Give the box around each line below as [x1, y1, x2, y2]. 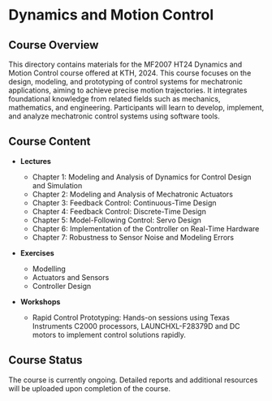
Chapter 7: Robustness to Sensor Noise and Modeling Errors [32, 232, 234, 242]
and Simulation [32, 180, 83, 190]
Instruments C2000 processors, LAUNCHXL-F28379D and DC [32, 321, 240, 330]
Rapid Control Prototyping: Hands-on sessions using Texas [32, 313, 230, 322]
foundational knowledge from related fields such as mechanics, [8, 94, 221, 103]
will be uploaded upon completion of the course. [8, 383, 171, 393]
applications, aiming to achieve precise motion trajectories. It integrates [8, 85, 248, 95]
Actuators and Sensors [32, 272, 110, 282]
